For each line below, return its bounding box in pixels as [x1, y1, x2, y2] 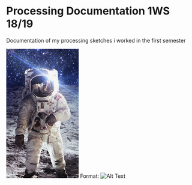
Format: [80, 172, 100, 180]
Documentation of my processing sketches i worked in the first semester [6, 37, 186, 44]
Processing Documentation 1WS [6, 4, 170, 18]
